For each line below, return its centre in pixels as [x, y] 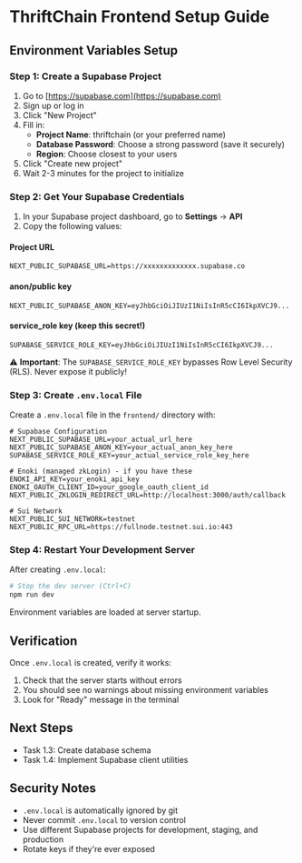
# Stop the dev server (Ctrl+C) [70, 587]
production [43, 839]
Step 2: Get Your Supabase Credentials [97, 196]
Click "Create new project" [73, 163]
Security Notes [53, 788]
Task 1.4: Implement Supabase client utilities [105, 759]
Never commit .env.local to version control [104, 819]
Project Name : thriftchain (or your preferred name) [131, 135]
